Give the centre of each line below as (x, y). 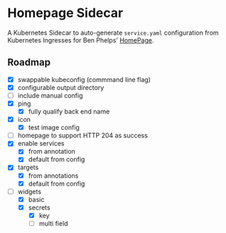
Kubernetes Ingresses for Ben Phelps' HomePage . (81, 40)
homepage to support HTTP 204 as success (82, 135)
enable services (41, 144)
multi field (54, 223)
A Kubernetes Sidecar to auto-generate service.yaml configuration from (113, 33)
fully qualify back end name (69, 112)
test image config (54, 127)
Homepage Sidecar (65, 13)
